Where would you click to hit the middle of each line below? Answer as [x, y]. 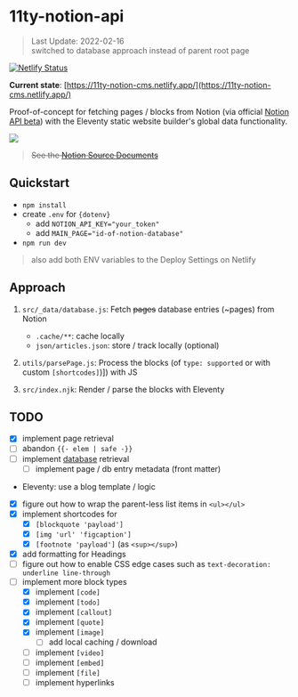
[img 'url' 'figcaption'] [83, 535]
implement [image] [70, 632]
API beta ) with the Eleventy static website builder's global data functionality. [149, 121]
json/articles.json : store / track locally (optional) [127, 345]
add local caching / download [103, 642]
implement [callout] [74, 612]
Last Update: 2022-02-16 [77, 41]
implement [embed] [70, 662]
